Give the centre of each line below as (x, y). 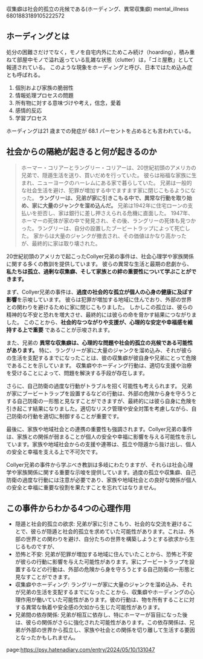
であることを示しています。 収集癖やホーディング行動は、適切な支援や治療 (99, 365)
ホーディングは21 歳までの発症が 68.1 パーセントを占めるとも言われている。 (100, 131)
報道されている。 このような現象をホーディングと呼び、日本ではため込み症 (99, 67)
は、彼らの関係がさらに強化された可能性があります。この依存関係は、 (102, 623)
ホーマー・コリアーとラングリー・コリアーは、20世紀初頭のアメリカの (108, 167)
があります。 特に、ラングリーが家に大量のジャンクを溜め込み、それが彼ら (99, 350)
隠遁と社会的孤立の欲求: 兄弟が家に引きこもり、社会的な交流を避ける (101, 524)
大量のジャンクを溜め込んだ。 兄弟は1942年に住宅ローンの (115, 206)
